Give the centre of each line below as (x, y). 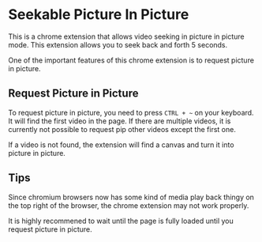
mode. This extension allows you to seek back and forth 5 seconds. (118, 44)
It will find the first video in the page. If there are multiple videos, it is (120, 121)
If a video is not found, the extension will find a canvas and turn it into (121, 145)
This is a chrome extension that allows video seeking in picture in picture (126, 36)
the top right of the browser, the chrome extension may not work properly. (129, 205)
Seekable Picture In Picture (99, 15)
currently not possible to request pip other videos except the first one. (122, 129)
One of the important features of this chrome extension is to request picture (131, 60)
